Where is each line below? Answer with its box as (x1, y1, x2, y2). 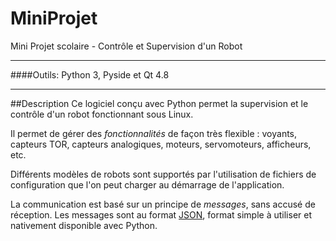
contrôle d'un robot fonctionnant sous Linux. (10, 108, 194, 120)
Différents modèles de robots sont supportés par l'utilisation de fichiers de (10, 168, 317, 180)
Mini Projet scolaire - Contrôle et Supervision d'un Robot (10, 40, 243, 52)
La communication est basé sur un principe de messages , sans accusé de (10, 198, 316, 210)
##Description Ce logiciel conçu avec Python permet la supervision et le (10, 97, 309, 109)
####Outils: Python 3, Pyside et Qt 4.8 (10, 68, 170, 81)
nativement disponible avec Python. (10, 219, 158, 231)
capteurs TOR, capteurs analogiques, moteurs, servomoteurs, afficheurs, (10, 138, 312, 150)
